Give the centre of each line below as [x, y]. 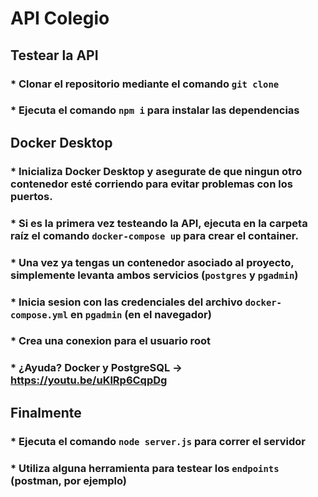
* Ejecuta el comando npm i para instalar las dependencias [155, 110]
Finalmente [46, 412]
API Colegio [60, 18]
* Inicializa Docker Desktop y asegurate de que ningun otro [156, 171]
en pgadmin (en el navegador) [140, 314]
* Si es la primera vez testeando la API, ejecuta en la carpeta [159, 223]
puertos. [31, 196]
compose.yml [39, 315]
